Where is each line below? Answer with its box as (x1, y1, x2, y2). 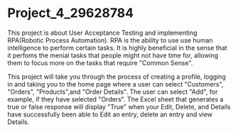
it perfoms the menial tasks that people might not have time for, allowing (7, 51, 219, 60)
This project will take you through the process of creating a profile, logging (7, 72, 226, 81)
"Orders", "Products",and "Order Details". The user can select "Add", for (7, 87, 218, 96)
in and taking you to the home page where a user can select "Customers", (7, 79, 224, 88)
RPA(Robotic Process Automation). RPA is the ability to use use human (7, 35, 213, 44)
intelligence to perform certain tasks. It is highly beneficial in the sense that (7, 43, 227, 52)
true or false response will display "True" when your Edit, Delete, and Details (7, 102, 231, 111)
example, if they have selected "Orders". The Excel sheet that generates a (7, 94, 224, 104)
